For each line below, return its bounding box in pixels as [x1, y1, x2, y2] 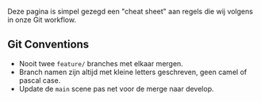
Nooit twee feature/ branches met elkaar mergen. [18, 58, 183, 68]
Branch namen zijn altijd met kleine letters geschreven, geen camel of [18, 67, 248, 77]
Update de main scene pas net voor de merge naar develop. [18, 84, 215, 93]
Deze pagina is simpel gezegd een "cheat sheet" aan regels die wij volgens [7, 7, 253, 16]
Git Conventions [7, 38, 90, 51]
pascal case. [18, 75, 61, 85]
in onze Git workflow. [7, 15, 77, 24]
